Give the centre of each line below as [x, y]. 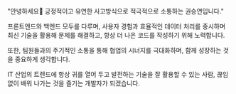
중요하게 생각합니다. [42, 59]
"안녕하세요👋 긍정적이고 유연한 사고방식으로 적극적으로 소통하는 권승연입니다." [116, 11]
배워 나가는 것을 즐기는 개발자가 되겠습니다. [80, 83]
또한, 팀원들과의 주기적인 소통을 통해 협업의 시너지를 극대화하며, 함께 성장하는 [114, 50]
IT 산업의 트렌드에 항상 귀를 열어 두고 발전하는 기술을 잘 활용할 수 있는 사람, [111, 74]
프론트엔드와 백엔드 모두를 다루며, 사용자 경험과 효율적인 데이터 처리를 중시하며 [117, 26]
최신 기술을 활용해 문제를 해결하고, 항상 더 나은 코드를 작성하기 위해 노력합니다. [116, 35]
